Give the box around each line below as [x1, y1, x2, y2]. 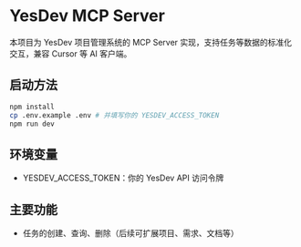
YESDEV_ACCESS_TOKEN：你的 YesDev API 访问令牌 [22, 172, 224, 183]
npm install [9, 102, 55, 111]
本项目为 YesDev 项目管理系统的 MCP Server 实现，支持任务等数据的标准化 [9, 36, 293, 47]
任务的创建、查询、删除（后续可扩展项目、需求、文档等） [22, 228, 239, 238]
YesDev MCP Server [9, 5, 166, 26]
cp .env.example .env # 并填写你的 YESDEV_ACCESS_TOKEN [9, 110, 220, 119]
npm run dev [9, 119, 55, 129]
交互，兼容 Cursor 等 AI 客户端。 [9, 47, 132, 59]
